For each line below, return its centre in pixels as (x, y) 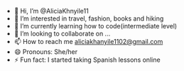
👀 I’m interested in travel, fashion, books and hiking (89, 18)
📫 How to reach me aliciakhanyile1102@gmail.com (88, 42)
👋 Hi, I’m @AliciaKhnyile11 (51, 11)
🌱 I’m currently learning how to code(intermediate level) (96, 26)
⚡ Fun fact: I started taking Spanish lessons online (87, 60)
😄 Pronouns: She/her (46, 52)
